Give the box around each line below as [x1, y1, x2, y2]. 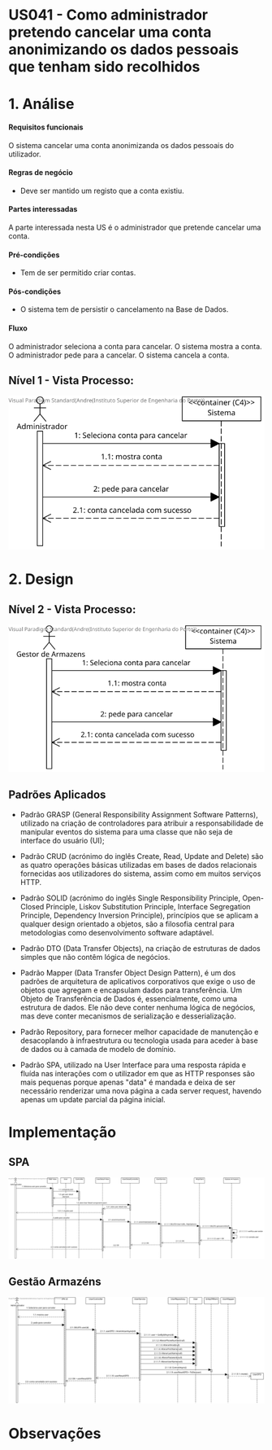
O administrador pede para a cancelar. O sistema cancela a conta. [8, 350, 230, 360]
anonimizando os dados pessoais [8, 41, 240, 59]
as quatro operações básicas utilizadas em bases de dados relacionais [19, 860, 257, 870]
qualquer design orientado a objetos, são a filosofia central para [19, 918, 235, 929]
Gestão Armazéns [8, 1275, 101, 1289]
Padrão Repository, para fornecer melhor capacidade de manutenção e [19, 1027, 259, 1036]
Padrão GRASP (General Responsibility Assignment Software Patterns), [19, 809, 258, 819]
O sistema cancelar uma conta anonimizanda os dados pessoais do [8, 140, 234, 150]
